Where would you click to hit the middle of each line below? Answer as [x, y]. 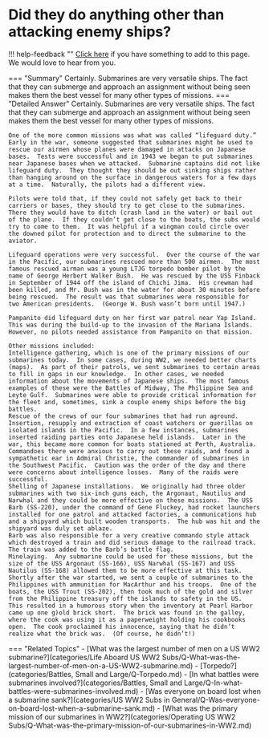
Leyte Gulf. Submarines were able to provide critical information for [132, 395]
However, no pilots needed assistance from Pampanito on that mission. [130, 332]
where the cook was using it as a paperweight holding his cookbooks [127, 619]
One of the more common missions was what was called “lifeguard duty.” [132, 135]
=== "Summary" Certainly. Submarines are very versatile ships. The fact [128, 78]
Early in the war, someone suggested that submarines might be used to [130, 142]
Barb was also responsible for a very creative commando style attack [129, 535]
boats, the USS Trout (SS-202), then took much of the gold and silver [130, 591]
